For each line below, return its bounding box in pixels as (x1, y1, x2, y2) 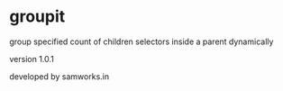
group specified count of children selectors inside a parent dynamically (9, 36, 274, 47)
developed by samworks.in (9, 70, 110, 82)
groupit (9, 6, 66, 27)
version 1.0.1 (9, 53, 54, 64)
